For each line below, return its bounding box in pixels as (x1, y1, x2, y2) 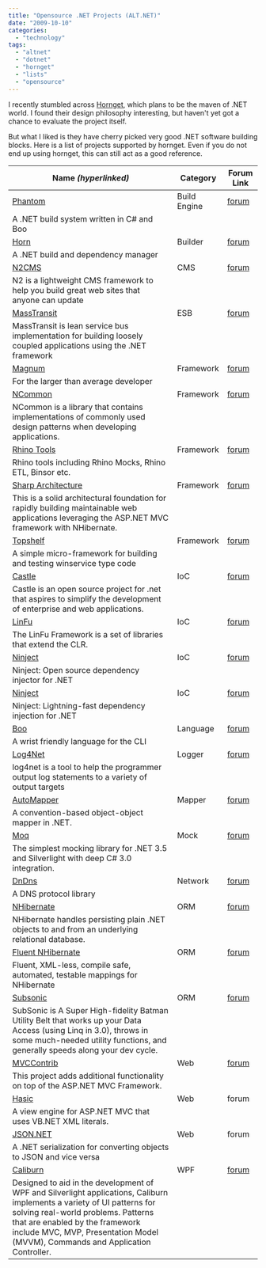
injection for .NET (12, 710, 77, 721)
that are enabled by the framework (12, 1217, 141, 1228)
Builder (177, 236, 204, 247)
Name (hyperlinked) (52, 172, 130, 183)
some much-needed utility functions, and (12, 1035, 168, 1046)
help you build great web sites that (12, 284, 141, 295)
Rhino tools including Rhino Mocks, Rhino (12, 457, 166, 468)
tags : (8, 41, 26, 49)
